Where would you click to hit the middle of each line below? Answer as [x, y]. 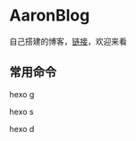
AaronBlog [50, 16]
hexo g [22, 94]
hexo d [22, 129]
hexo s [21, 112]
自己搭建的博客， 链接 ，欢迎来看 [68, 41]
